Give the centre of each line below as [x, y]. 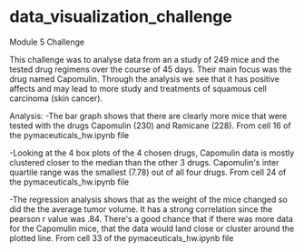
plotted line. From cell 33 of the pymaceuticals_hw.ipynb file [122, 237]
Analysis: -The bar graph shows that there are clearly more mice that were [148, 116]
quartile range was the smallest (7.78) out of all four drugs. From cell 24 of [148, 172]
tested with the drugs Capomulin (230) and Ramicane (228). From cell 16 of [151, 126]
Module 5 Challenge [47, 42]
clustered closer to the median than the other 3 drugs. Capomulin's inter [144, 162]
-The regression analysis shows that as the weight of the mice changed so [148, 199]
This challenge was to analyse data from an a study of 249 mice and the [144, 59]
